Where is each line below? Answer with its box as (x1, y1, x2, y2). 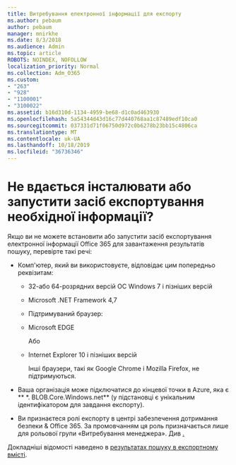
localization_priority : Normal (7, 63, 100, 70)
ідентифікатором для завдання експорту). (17, 400, 145, 408)
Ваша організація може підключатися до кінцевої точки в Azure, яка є (17, 385, 230, 394)
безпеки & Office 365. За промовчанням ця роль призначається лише (17, 421, 229, 430)
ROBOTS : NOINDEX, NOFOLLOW (7, 57, 87, 64)
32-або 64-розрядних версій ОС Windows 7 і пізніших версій (28, 282, 213, 290)
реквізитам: (17, 268, 54, 276)
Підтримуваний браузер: (28, 309, 104, 318)
